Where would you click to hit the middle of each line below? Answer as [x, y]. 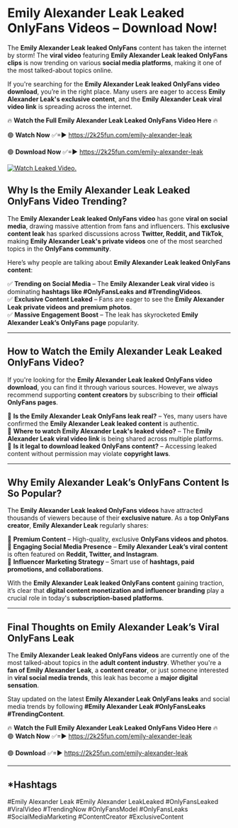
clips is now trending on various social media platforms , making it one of [114, 62]
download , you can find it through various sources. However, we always [113, 387]
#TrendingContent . [36, 714]
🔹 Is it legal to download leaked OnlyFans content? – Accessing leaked [112, 446]
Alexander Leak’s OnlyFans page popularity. [73, 322]
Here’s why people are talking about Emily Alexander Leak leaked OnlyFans [119, 262]
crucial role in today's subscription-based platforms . [86, 598]
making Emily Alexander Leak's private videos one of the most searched [115, 241]
